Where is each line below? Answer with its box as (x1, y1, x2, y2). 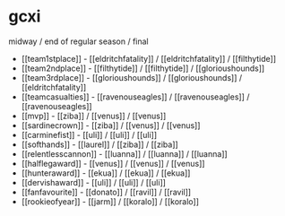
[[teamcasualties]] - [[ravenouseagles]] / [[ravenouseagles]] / (21, 91, 250, 102)
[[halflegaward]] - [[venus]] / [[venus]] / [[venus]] (21, 158, 205, 168)
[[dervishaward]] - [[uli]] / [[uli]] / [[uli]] (21, 177, 167, 187)
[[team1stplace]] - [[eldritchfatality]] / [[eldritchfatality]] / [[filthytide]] (21, 53, 277, 64)
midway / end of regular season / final (8, 36, 149, 47)
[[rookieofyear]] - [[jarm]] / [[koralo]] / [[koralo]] (21, 195, 199, 207)
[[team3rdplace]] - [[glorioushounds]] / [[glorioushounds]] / (21, 72, 243, 82)
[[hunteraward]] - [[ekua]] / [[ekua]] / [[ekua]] (21, 168, 191, 178)
